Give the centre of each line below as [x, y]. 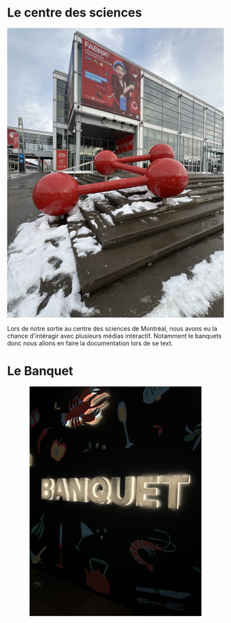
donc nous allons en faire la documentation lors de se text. [90, 343]
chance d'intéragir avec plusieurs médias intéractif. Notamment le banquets [114, 336]
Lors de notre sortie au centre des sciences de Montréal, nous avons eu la [112, 328]
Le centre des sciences [75, 13]
